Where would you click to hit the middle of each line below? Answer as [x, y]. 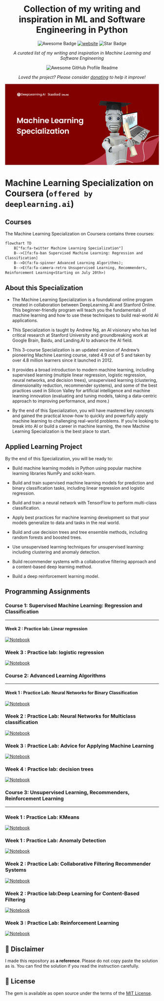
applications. [25, 321]
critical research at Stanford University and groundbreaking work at [80, 335]
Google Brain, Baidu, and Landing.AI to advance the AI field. [72, 340]
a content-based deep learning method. [52, 567]
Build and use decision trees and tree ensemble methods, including [80, 532]
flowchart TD [18, 244]
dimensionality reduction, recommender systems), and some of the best [85, 385]
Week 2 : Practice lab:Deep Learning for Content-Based [72, 893]
